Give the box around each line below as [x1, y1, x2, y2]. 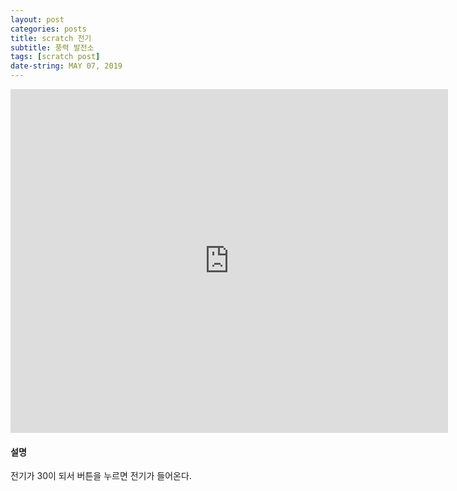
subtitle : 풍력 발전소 [10, 42, 95, 53]
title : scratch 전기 [10, 33, 92, 43]
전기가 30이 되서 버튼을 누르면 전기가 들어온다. [10, 470, 192, 482]
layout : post [10, 14, 65, 25]
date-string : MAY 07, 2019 [10, 61, 123, 71]
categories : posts [10, 24, 87, 34]
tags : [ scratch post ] [10, 52, 101, 62]
